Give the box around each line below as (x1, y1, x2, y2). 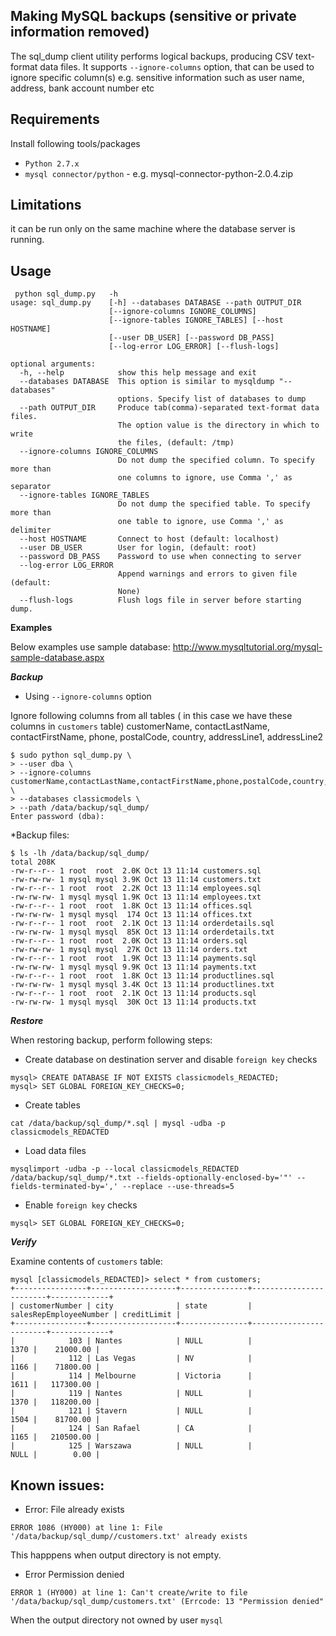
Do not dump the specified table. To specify (117, 499, 311, 509)
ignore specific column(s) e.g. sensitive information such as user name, (10, 71, 305, 83)
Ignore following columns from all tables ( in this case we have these (10, 710, 293, 722)
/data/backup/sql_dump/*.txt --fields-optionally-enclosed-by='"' (10, 1173, 293, 1183)
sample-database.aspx (10, 652, 105, 664)
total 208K (10, 857, 56, 868)
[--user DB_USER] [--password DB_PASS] (108, 333, 275, 343)
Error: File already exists (24, 1504, 125, 1516)
